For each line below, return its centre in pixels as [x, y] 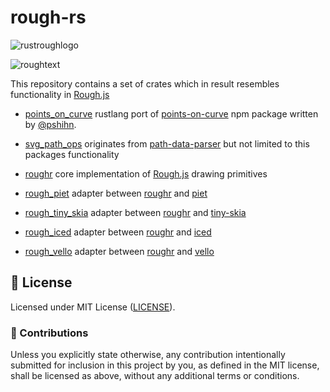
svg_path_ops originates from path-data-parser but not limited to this [167, 143]
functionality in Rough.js [60, 94]
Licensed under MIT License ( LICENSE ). [93, 307]
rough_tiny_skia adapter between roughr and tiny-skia [135, 212]
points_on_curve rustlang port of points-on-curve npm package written [171, 113]
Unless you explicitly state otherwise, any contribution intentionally [148, 355]
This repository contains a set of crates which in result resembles [145, 83]
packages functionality [72, 154]
